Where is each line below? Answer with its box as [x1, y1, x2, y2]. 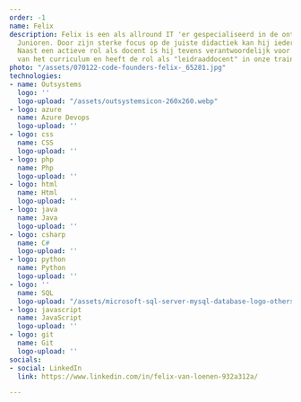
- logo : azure [9, 105, 63, 114]
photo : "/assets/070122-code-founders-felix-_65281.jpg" [9, 64, 227, 73]
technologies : [9, 72, 63, 81]
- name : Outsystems [9, 80, 82, 89]
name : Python [17, 264, 66, 273]
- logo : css [9, 130, 54, 139]
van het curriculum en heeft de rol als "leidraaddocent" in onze [17, 55, 271, 64]
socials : [9, 355, 42, 364]
